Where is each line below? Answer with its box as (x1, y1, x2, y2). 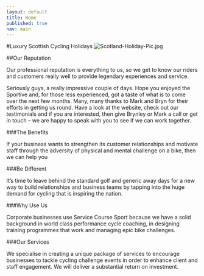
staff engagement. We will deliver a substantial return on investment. (6, 263, 178, 271)
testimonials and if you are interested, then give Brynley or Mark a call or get (6, 110, 198, 118)
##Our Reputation (6, 54, 51, 62)
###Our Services (6, 238, 50, 246)
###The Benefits (6, 129, 49, 136)
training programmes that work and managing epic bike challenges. (6, 227, 175, 234)
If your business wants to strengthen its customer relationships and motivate (6, 141, 199, 148)
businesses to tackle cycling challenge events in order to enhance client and (6, 257, 198, 264)
